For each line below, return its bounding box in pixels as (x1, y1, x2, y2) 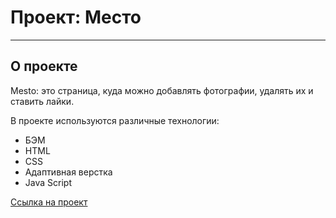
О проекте (10, 58, 78, 75)
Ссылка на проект (10, 196, 88, 208)
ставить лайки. (10, 95, 75, 107)
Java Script (24, 176, 72, 188)
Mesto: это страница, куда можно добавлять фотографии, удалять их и (10, 84, 314, 96)
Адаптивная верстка (24, 166, 113, 178)
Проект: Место (10, 6, 142, 29)
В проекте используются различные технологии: (10, 114, 220, 126)
